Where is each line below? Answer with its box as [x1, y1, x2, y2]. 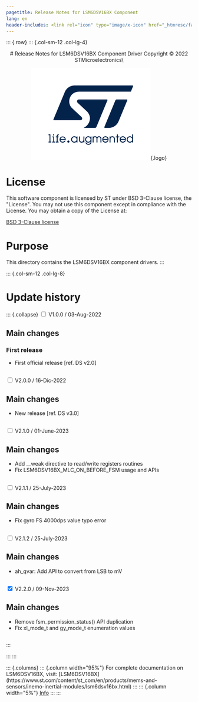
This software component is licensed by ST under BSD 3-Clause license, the [6, 195, 192, 202]
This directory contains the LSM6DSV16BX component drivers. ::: [6, 259, 165, 266]
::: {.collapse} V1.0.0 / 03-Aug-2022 [6, 311, 102, 318]
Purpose [6, 239, 49, 253]
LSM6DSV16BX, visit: [6, 671, 58, 678]
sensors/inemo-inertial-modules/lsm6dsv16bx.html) [6, 683, 132, 690]
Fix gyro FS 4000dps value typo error [14, 517, 107, 524]
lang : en [6, 15, 28, 22]
